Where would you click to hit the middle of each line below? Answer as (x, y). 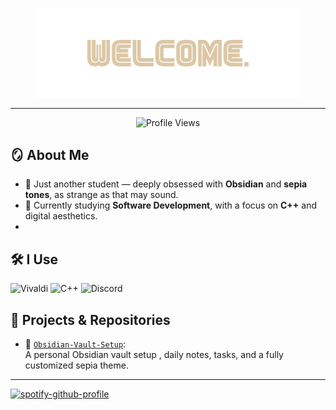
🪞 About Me (50, 155)
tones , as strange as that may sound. (101, 195)
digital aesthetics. (61, 216)
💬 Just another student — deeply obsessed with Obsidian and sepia (166, 184)
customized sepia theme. (76, 365)
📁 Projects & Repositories (90, 319)
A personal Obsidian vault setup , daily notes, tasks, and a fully (154, 355)
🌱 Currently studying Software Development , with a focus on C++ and (171, 205)
